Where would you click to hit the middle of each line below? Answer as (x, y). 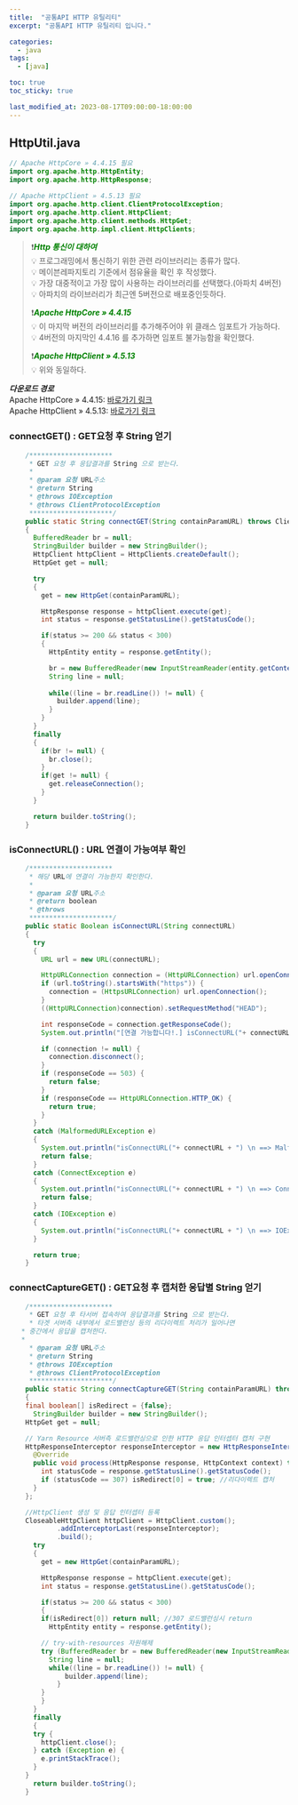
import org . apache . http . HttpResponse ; (81, 180)
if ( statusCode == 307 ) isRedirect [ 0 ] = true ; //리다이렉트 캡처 (158, 1480)
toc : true (27, 83)
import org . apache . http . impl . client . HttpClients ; (103, 229)
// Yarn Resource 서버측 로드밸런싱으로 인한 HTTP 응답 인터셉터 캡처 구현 (148, 1438)
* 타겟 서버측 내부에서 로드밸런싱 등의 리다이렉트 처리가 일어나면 (132, 1323)
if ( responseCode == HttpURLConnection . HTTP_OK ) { (137, 1098)
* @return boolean (63, 902)
